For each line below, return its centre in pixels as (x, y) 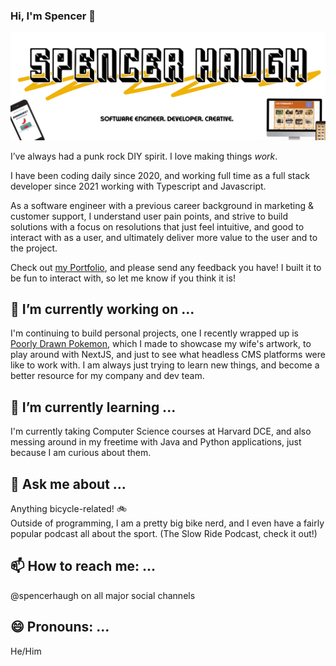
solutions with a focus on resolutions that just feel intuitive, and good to (157, 226)
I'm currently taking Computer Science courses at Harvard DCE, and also (161, 431)
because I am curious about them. (81, 453)
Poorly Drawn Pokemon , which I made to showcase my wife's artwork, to (161, 344)
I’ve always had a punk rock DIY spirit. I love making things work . (144, 156)
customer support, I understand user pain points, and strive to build (149, 216)
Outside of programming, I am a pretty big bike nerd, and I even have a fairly (167, 523)
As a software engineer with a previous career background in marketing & (162, 205)
